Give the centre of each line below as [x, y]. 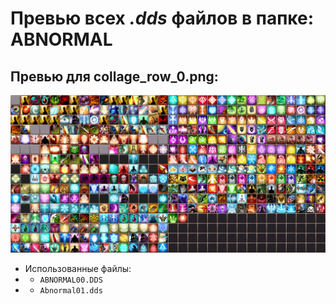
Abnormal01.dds [71, 291]
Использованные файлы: [78, 268]
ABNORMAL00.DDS [71, 280]
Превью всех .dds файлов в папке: [162, 18]
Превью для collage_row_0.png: [114, 76]
